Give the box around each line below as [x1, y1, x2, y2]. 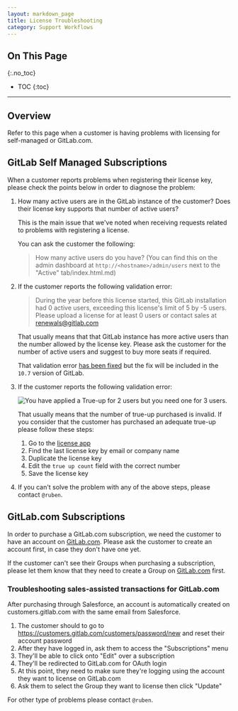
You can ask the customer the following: [17, 239, 135, 248]
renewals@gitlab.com [35, 318, 99, 327]
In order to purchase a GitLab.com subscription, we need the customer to [7, 530, 222, 538]
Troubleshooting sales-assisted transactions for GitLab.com [7, 584, 220, 594]
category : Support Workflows [7, 23, 93, 31]
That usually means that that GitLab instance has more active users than [17, 332, 229, 341]
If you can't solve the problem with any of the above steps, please [17, 482, 210, 491]
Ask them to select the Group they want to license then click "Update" [17, 681, 222, 690]
